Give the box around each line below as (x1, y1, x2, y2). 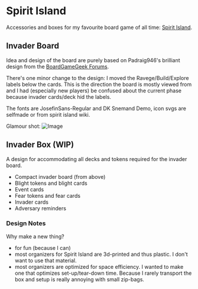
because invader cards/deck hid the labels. (6, 93, 111, 100)
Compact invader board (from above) (14, 173, 106, 180)
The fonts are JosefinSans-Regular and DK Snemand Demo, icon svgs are (6, 105, 186, 112)
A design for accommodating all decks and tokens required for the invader (6, 155, 187, 162)
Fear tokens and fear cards (14, 192, 81, 199)
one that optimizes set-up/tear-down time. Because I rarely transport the (14, 269, 192, 277)
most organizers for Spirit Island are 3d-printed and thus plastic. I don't (14, 251, 188, 258)
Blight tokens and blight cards (14, 179, 87, 187)
